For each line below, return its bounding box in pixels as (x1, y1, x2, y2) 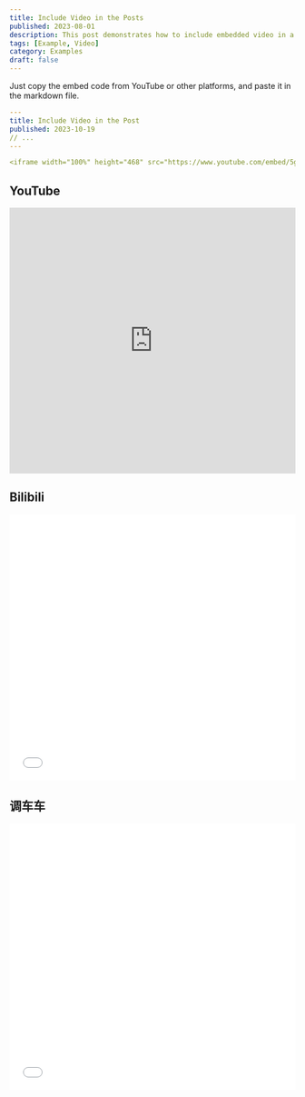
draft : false (9, 55, 59, 65)
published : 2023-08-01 (9, 22, 95, 31)
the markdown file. (9, 90, 80, 101)
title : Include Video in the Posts (9, 13, 144, 23)
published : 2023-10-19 (9, 125, 95, 134)
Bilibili (9, 490, 45, 505)
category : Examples (9, 47, 84, 56)
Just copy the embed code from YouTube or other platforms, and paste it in (9, 81, 291, 91)
